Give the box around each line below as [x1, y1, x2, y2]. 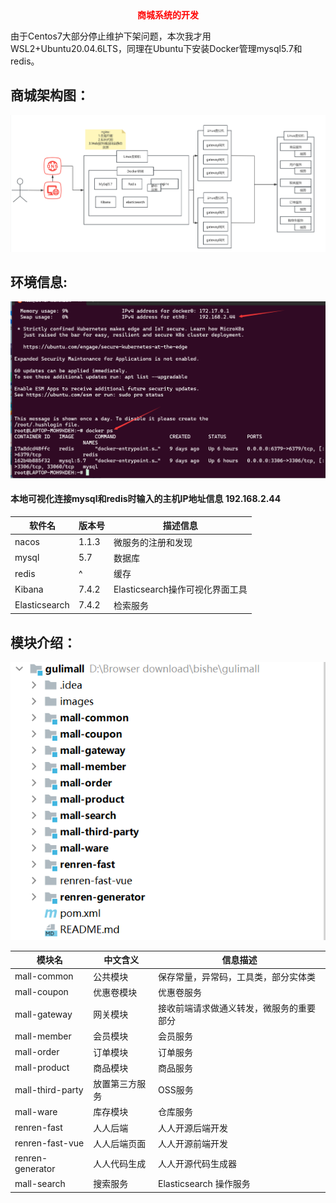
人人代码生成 [93, 1158, 147, 1170]
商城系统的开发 [137, 9, 199, 21]
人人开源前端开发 [157, 1137, 228, 1149]
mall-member [14, 1030, 72, 1042]
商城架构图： [10, 87, 90, 104]
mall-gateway [14, 1008, 73, 1020]
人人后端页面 [93, 1137, 147, 1149]
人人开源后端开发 [157, 1122, 228, 1134]
